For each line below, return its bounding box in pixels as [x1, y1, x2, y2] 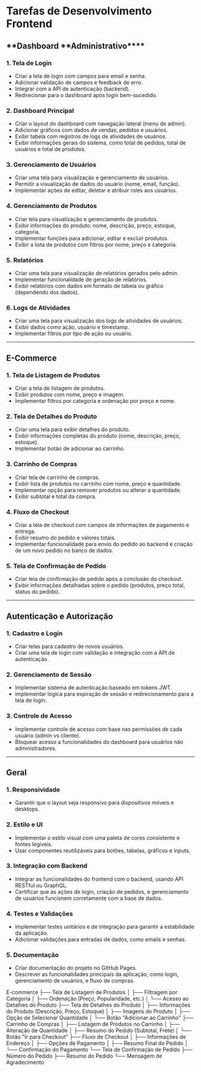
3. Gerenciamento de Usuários [6, 161, 97, 169]
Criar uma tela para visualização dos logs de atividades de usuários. [14, 317, 184, 324]
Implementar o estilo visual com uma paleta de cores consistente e [14, 834, 180, 841]
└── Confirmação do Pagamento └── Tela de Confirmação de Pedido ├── [6, 1046, 193, 1053]
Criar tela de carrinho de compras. [14, 474, 100, 481]
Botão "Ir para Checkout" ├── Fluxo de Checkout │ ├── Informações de [6, 1033, 187, 1041]
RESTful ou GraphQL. [14, 881, 68, 889]
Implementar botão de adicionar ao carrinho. [14, 445, 126, 452]
